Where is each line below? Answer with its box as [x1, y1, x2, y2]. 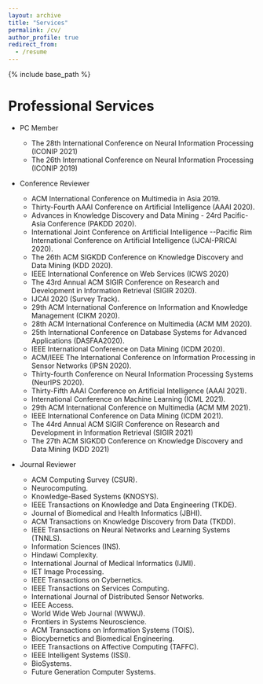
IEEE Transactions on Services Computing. [31, 583, 170, 593]
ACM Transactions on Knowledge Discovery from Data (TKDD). [31, 517, 236, 526]
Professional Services [8, 97, 155, 115]
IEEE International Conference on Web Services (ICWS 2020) [31, 269, 229, 278]
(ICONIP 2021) [31, 146, 79, 156]
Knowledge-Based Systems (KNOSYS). [31, 491, 159, 501]
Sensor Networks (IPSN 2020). [31, 361, 132, 370]
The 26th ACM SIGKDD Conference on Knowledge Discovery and [31, 252, 243, 262]
